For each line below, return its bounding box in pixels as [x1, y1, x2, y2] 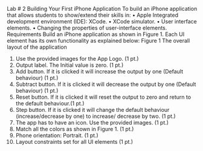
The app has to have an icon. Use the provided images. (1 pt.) [15, 119, 169, 126]
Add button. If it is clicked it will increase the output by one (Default [15, 68, 184, 75]
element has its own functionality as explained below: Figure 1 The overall [7, 37, 190, 44]
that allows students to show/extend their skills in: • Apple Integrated [7, 11, 179, 19]
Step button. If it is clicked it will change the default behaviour [15, 106, 170, 113]
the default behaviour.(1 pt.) [15, 100, 85, 107]
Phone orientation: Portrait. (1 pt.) [15, 132, 98, 139]
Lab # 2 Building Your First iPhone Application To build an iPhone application [7, 5, 198, 12]
